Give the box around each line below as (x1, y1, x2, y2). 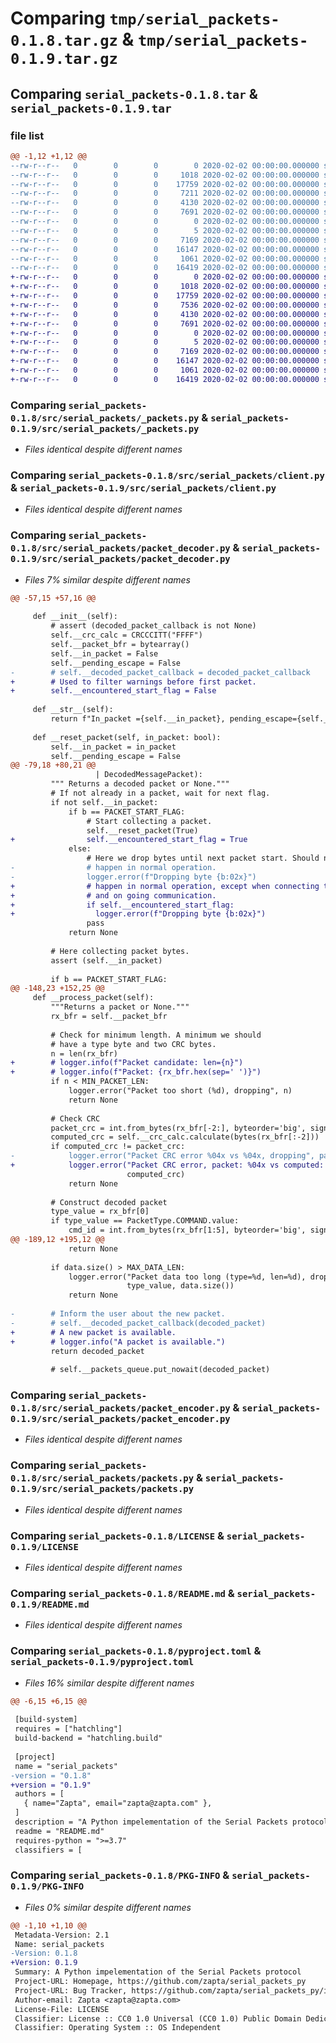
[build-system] (14, 1715, 78, 1725)
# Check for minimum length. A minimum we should (50, 1030, 262, 1040)
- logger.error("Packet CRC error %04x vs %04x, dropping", (10, 1151, 315, 1161)
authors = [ (14, 1789, 65, 1799)
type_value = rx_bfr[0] (50, 1207, 150, 1217)
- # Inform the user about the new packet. (10, 1309, 226, 1319)
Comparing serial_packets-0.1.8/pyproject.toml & (10, 1644, 262, 1658)
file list (10, 128, 45, 142)
